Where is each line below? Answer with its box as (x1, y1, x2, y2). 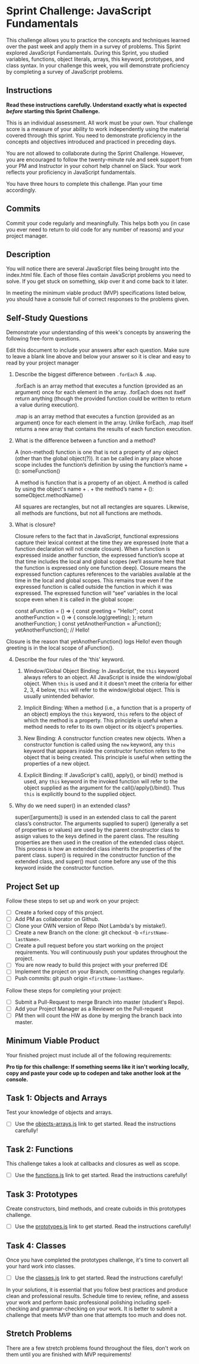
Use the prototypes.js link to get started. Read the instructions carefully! (14, 1223, 191, 1230)
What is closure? (14, 521, 56, 528)
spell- (157, 1299, 172, 1306)
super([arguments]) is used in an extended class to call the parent (14, 814, 176, 821)
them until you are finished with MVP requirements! (6, 1350, 132, 1358)
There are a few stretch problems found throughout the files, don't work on (6, 1344, 190, 1351)
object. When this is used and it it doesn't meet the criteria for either (23, 680, 192, 687)
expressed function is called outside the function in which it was (14, 583, 172, 591)
